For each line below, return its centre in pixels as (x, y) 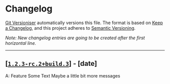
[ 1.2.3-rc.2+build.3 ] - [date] (51, 64)
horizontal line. (21, 43)
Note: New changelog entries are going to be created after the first (75, 38)
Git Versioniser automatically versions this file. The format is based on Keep (84, 23)
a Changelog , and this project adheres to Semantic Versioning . (70, 28)
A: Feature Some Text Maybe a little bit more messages (63, 75)
